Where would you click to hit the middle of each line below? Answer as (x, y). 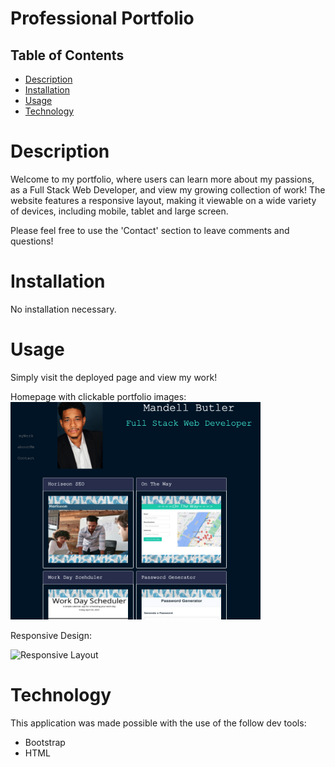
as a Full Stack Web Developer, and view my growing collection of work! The (168, 189)
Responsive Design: (51, 636)
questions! (32, 241)
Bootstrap (45, 743)
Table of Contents (67, 55)
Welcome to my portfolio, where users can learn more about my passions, (162, 179)
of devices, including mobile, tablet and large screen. (119, 211)
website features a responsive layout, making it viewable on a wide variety (163, 200)
